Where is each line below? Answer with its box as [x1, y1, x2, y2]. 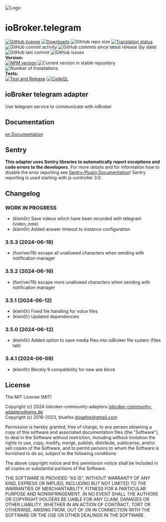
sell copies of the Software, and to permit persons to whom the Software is [5, 445, 160, 451]
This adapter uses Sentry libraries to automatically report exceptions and [5, 159, 161, 165]
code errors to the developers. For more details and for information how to [5, 164, 160, 170]
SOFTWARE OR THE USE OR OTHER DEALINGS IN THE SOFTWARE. [5, 512, 145, 519]
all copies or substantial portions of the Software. [5, 466, 106, 472]
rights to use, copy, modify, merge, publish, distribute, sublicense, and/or [5, 440, 156, 446]
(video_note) [12, 221, 39, 227]
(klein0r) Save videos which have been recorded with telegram [12, 216, 142, 222]
